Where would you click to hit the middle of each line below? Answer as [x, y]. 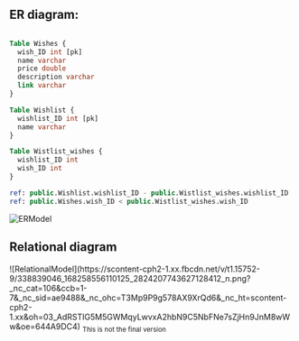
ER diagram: [44, 15]
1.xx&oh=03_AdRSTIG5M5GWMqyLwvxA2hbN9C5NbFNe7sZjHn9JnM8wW [150, 317]
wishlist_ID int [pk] [58, 118]
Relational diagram [63, 247]
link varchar [42, 86]
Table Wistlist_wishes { [56, 152]
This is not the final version [125, 329]
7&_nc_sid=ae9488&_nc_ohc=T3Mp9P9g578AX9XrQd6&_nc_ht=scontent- [148, 298]
